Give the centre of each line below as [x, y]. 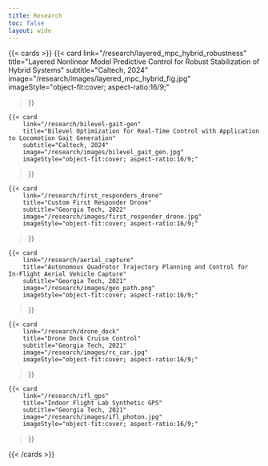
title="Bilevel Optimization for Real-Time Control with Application [141, 131]
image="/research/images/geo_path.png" [89, 289]
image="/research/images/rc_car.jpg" [86, 352]
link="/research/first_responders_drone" [92, 196]
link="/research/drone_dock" [71, 332]
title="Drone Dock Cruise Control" [82, 339]
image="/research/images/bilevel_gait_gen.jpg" [103, 153]
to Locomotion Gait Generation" [62, 138]
